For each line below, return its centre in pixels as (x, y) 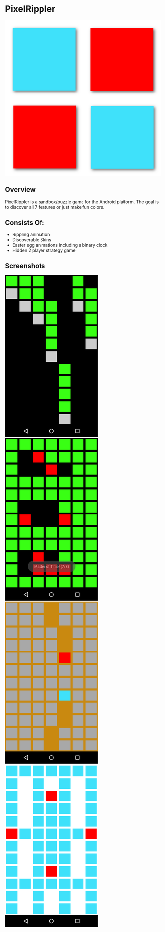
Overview (21, 190)
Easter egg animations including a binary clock (60, 245)
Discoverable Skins (32, 240)
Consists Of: (25, 223)
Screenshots (25, 266)
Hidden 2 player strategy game (44, 250)
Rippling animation (31, 234)
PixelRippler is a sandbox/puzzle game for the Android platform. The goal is (82, 202)
